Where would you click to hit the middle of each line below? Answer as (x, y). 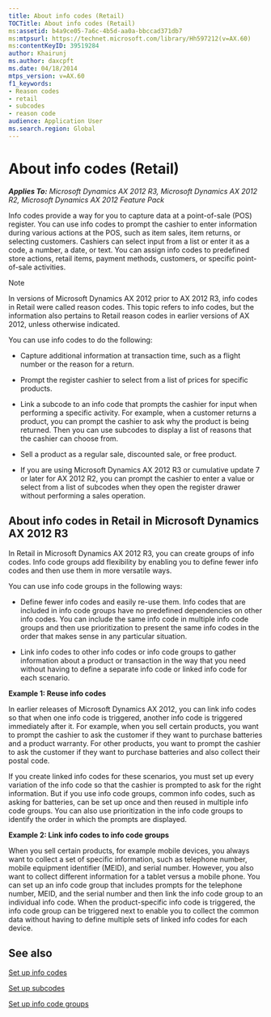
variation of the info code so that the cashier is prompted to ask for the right (135, 785)
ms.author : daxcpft (41, 61)
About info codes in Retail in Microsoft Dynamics (134, 521)
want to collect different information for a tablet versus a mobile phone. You (134, 876)
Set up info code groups (49, 1004)
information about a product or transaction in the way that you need (133, 660)
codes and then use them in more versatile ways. (90, 570)
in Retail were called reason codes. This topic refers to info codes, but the (131, 307)
